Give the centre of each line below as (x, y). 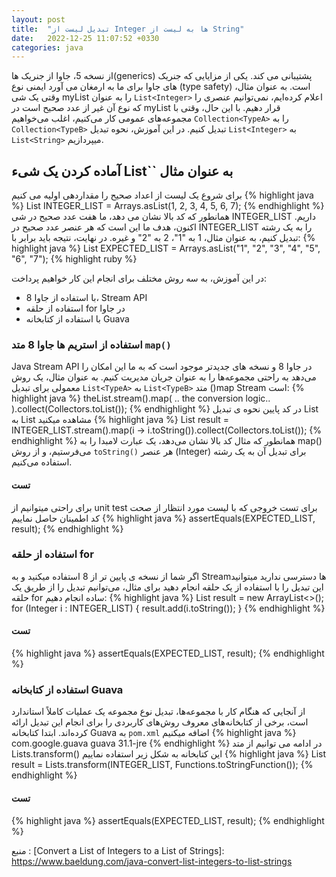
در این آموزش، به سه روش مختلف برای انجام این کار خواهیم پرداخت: (139, 278)
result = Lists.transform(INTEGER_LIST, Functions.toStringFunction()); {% (162, 765)
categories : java (47, 47)
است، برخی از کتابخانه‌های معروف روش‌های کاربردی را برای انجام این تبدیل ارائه (160, 722)
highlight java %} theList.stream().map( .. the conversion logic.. (141, 398)
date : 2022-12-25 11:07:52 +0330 (85, 38)
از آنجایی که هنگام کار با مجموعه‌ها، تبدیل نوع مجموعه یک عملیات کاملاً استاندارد (158, 712)
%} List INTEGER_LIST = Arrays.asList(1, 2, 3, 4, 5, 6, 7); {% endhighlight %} (168, 206)
